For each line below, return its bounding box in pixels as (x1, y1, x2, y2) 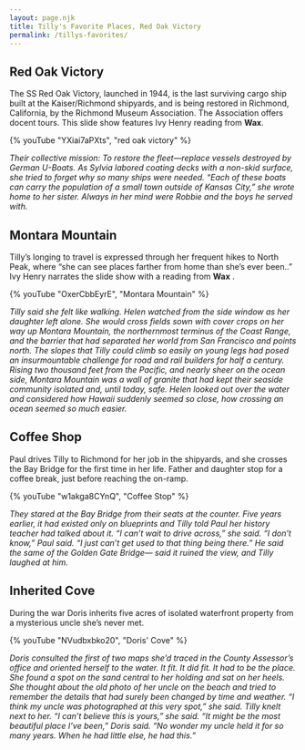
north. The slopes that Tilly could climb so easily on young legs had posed (9, 345, 290, 355)
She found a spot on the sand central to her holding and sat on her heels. (9, 672, 285, 683)
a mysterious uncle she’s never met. (9, 617, 145, 628)
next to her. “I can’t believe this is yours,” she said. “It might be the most (9, 710, 280, 721)
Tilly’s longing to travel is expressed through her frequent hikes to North (9, 252, 280, 262)
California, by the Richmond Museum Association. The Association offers (9, 108, 284, 118)
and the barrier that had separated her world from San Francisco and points (9, 335, 297, 346)
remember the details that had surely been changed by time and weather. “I (9, 691, 295, 702)
